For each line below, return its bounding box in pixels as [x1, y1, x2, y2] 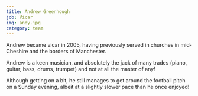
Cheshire [6, 48, 28, 55]
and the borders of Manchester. [29, 48, 106, 55]
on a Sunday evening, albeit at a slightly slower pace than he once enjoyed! [6, 84, 190, 91]
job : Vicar [6, 14, 33, 20]
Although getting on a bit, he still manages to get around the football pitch [6, 77, 186, 84]
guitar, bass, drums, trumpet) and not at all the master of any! [6, 66, 155, 73]
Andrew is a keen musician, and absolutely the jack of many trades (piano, [6, 59, 187, 66]
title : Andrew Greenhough [6, 8, 70, 15]
